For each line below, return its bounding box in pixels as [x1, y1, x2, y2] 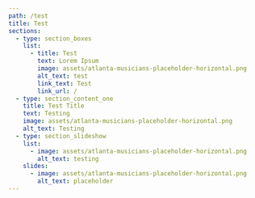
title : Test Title [23, 102, 85, 110]
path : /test [8, 11, 48, 20]
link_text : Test [37, 79, 92, 87]
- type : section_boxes [15, 34, 92, 43]
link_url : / [37, 86, 78, 95]
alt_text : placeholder [37, 177, 114, 186]
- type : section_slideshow [15, 132, 107, 140]
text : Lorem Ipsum [37, 57, 99, 65]
